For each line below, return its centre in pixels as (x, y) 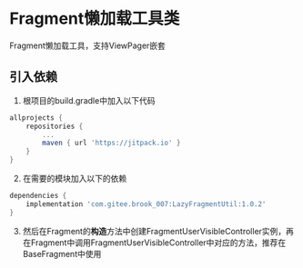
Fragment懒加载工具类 (95, 19)
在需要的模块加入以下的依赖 (75, 179)
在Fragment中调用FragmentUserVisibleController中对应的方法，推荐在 (154, 243)
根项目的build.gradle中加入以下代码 (89, 100)
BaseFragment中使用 (62, 253)
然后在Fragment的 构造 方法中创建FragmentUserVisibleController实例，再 (158, 231)
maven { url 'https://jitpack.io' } (111, 143)
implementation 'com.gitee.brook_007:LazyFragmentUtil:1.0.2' (146, 204)
